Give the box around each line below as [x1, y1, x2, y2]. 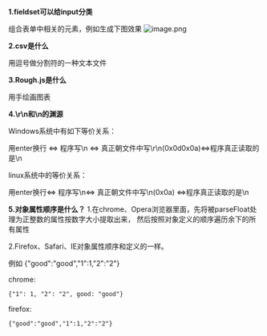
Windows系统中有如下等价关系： [8, 127, 117, 136]
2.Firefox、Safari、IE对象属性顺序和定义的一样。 [8, 241, 168, 251]
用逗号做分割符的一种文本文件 [8, 59, 107, 67]
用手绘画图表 [8, 92, 51, 102]
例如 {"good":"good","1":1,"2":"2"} [8, 259, 120, 268]
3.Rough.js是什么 [8, 75, 67, 84]
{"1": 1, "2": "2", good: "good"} [8, 290, 124, 298]
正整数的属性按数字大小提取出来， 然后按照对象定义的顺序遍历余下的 [22, 215, 249, 224]
